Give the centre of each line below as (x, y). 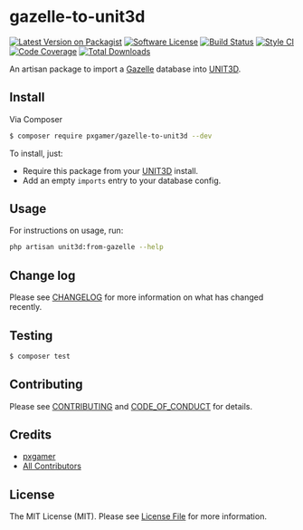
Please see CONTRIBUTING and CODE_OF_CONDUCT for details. (131, 406)
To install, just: (36, 153)
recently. (26, 307)
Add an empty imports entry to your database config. (122, 180)
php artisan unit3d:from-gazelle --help (87, 247)
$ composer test (40, 356)
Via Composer (36, 119)
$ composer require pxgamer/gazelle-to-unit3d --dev (111, 136)
